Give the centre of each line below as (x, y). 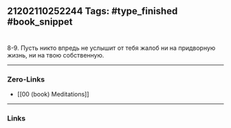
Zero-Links (26, 79)
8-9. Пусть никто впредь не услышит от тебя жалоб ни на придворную (111, 48)
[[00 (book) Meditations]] (53, 94)
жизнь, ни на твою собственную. (56, 55)
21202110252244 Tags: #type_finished (92, 11)
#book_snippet (40, 22)
